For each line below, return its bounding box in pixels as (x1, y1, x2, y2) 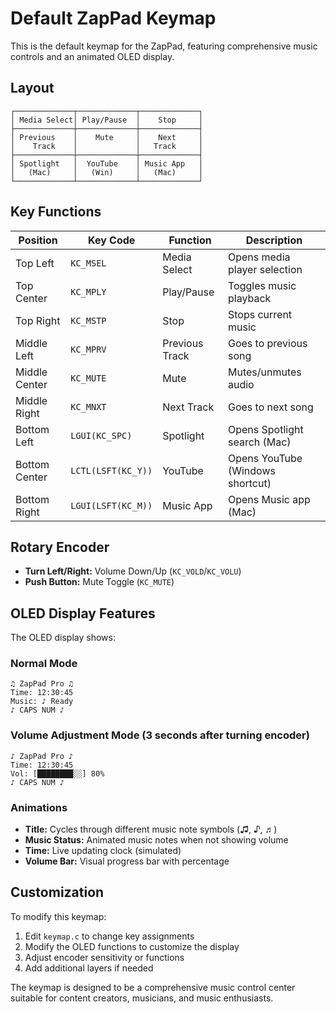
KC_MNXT (70, 401, 107, 412)
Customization (10, 884, 105, 901)
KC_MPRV (70, 343, 107, 355)
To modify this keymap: (10, 910, 107, 922)
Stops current (227, 307, 293, 321)
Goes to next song (227, 400, 314, 414)
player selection (227, 262, 303, 276)
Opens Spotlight (227, 422, 304, 436)
